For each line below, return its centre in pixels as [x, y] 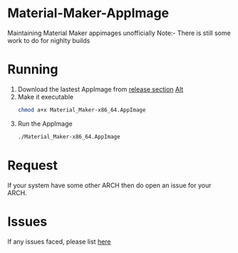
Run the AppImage [45, 124]
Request [33, 165]
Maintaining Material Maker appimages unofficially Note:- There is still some [119, 33]
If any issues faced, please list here [59, 242]
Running [33, 70]
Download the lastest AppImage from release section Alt [100, 89]
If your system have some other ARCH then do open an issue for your [109, 185]
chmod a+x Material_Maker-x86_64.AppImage [82, 110]
